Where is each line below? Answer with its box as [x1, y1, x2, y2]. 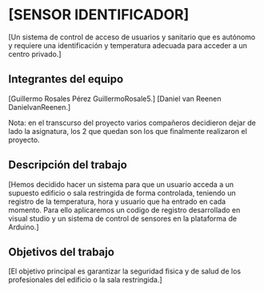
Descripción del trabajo [8, 158, 128, 172]
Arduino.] [8, 222, 39, 232]
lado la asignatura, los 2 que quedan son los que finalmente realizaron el [8, 126, 248, 136]
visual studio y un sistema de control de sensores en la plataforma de [8, 213, 238, 223]
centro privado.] [8, 49, 62, 59]
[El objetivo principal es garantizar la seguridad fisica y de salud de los [8, 266, 242, 276]
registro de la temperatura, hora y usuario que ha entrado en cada [8, 197, 226, 206]
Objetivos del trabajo [8, 245, 114, 258]
